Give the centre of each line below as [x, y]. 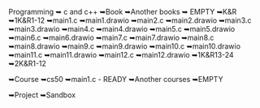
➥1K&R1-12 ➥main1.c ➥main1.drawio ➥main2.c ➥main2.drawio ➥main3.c [130, 20]
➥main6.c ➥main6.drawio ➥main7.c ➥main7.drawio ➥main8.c [111, 37]
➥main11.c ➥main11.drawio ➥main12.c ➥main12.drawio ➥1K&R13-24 [121, 55]
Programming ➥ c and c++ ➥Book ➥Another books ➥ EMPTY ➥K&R [123, 12]
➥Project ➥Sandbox [42, 95]
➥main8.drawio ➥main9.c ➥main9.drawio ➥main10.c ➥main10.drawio [125, 46]
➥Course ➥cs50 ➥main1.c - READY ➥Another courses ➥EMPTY [116, 79]
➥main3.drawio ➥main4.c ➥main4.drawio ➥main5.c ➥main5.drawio [122, 29]
